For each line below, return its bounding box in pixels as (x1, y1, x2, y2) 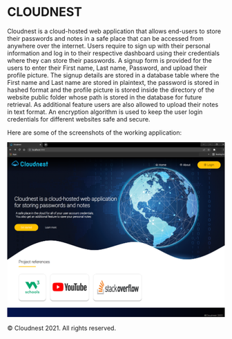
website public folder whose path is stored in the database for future (7, 93, 202, 101)
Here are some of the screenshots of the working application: (7, 128, 182, 137)
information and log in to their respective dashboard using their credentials (7, 49, 220, 57)
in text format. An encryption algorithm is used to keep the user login (7, 108, 203, 116)
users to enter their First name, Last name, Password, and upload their (7, 64, 207, 72)
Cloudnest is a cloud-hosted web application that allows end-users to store (7, 27, 222, 35)
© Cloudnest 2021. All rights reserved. (7, 324, 116, 332)
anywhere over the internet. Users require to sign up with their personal (7, 41, 211, 50)
